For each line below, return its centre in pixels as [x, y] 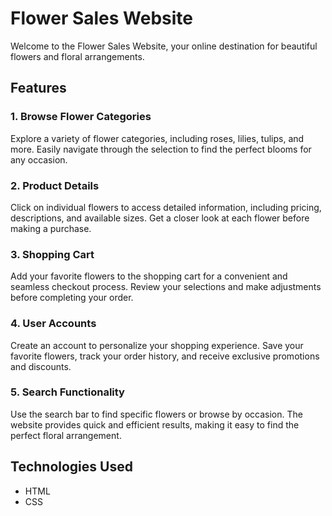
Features [38, 88]
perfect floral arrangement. [66, 435]
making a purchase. [51, 228]
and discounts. [41, 366]
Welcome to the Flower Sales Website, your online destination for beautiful [164, 46]
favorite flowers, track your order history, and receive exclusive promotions [165, 356]
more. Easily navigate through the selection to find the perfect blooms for [161, 149]
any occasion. [39, 159]
